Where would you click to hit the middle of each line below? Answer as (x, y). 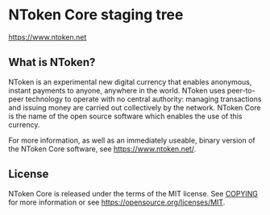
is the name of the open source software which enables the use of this (125, 116)
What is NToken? (52, 62)
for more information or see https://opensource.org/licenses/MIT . (117, 202)
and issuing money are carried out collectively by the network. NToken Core (135, 107)
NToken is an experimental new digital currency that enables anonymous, (130, 81)
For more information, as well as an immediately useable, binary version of (132, 140)
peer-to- (241, 90)
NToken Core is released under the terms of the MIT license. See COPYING (133, 193)
